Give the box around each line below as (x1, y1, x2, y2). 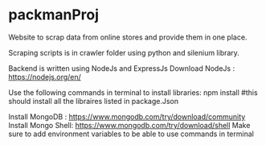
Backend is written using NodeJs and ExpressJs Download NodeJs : (8, 63, 235, 73)
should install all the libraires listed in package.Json (8, 96, 179, 106)
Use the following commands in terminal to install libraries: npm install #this (8, 87, 259, 97)
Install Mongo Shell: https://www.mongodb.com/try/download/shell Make (8, 120, 251, 130)
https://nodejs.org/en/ (8, 72, 82, 81)
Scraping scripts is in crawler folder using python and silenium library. (8, 48, 239, 57)
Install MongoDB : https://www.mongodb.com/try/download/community (8, 111, 246, 122)
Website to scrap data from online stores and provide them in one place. (8, 32, 248, 42)
